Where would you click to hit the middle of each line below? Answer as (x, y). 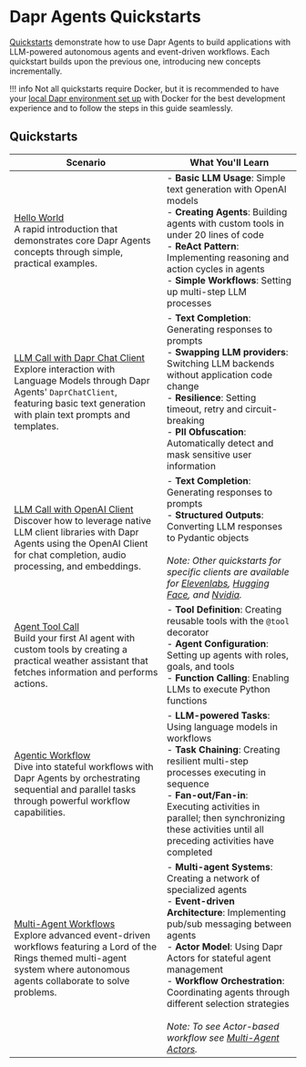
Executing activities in (214, 806)
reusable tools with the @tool (228, 621)
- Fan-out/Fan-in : (208, 795)
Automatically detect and (220, 443)
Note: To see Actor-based (223, 1026)
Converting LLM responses (225, 526)
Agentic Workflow (52, 755)
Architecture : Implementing (227, 912)
